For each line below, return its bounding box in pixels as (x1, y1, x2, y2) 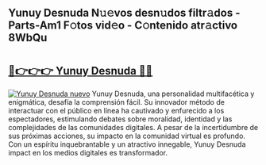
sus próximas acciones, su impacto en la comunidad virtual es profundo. (8, 131, 246, 140)
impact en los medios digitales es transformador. (8, 148, 168, 157)
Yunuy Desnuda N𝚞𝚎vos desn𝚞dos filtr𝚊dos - (8, 6, 241, 20)
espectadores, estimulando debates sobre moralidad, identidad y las (8, 114, 233, 124)
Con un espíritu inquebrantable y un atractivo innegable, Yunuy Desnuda (8, 140, 246, 149)
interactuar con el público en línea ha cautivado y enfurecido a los (8, 106, 225, 115)
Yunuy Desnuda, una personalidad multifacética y (91, 89, 255, 98)
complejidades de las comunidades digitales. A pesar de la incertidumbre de (8, 123, 259, 132)
